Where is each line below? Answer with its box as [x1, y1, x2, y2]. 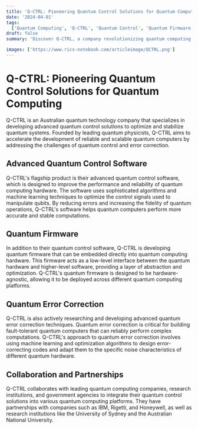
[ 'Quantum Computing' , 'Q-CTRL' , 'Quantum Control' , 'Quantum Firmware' [11, 25, 194, 31]
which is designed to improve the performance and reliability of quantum [6, 180, 183, 187]
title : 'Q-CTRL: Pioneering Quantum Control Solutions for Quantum [6, 8, 176, 15]
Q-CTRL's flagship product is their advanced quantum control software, [6, 174, 180, 181]
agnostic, [6, 276, 29, 283]
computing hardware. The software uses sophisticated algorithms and [6, 187, 177, 194]
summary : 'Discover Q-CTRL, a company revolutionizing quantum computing [6, 36, 192, 42]
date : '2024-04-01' [6, 14, 54, 20]
